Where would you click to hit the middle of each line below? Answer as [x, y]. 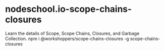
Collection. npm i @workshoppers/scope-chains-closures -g [67, 39]
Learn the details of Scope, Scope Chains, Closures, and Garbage [72, 33]
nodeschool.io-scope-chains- [69, 9]
